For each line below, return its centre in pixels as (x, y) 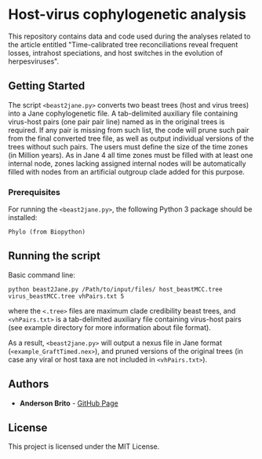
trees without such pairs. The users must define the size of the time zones (128, 146)
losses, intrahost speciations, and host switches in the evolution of (116, 53)
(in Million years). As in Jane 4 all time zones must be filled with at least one (131, 155)
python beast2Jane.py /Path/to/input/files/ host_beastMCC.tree (115, 289)
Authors (29, 384)
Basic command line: (42, 275)
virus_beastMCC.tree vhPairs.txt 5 (66, 296)
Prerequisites (34, 192)
